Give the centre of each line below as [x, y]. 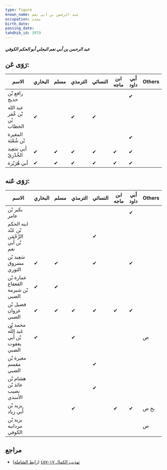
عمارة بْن [17, 277]
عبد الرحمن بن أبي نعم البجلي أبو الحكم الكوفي [48, 49]
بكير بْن [15, 210]
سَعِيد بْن [16, 257]
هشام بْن [17, 379]
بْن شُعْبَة [16, 141]
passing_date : [20, 28]
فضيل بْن [17, 304]
